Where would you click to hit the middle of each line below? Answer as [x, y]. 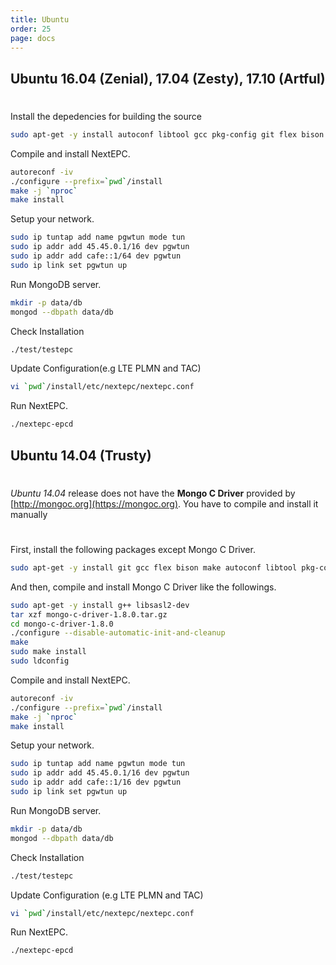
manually [29, 514]
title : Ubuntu [40, 19]
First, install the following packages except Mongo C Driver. [133, 549]
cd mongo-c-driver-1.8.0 [62, 624]
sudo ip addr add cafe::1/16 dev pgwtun [96, 782]
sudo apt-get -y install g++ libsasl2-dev [100, 605]
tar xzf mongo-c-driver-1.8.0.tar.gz [89, 614]
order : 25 [31, 29]
